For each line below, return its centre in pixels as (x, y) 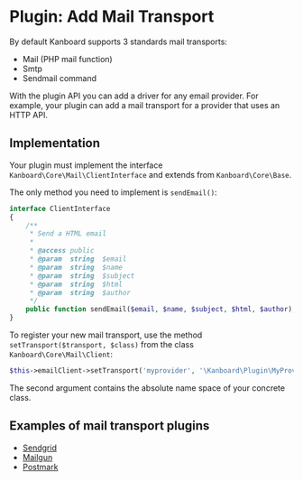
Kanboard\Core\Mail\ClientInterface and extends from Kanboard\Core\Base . (151, 174)
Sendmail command (60, 78)
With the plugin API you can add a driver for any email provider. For (134, 96)
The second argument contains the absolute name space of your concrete (147, 388)
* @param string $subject (82, 276)
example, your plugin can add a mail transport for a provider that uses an (145, 105)
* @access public (62, 251)
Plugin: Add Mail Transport (112, 17)
